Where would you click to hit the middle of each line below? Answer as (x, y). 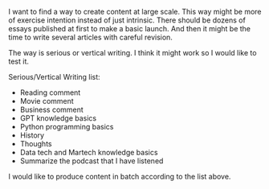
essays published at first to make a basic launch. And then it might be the (130, 29)
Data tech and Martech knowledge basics (89, 152)
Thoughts (36, 144)
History (32, 135)
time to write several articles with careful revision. (90, 37)
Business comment (52, 109)
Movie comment (47, 101)
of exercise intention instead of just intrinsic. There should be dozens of (127, 20)
